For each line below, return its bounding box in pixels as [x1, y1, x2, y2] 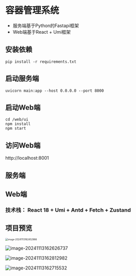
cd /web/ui [5, 117, 29, 122]
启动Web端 [5, 103, 41, 112]
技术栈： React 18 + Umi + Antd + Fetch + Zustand [5, 206, 131, 213]
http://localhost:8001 [5, 155, 50, 161]
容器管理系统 [5, 5, 60, 16]
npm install [5, 121, 31, 127]
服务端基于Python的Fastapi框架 [12, 22, 79, 29]
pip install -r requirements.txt [5, 59, 77, 64]
